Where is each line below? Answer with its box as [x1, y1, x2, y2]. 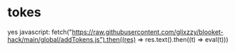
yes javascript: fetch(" [7, 28, 73, 36]
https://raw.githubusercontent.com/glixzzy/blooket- [71, 28, 224, 36]
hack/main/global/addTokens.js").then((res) [7, 35, 136, 43]
